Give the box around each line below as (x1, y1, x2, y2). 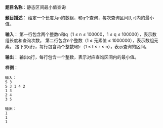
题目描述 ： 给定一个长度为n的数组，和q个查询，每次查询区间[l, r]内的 (5, 15, 146, 21)
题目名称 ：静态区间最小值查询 (5, 4, 66, 10)
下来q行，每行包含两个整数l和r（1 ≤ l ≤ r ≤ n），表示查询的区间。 (19, 44, 150, 49)
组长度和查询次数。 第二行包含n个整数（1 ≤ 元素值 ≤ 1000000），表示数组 (5, 37, 154, 43)
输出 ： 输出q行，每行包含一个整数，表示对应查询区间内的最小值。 (5, 54, 139, 60)
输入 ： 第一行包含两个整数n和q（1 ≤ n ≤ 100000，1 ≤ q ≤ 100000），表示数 (5, 32, 157, 37)
